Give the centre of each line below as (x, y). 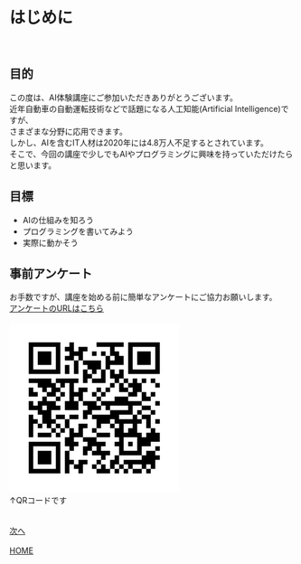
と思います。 (33, 165)
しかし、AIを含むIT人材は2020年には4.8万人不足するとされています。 (139, 142)
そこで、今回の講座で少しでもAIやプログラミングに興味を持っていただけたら (151, 154)
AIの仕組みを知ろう (58, 220)
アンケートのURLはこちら (56, 308)
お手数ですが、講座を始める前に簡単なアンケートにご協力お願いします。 (143, 297)
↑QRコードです (38, 501)
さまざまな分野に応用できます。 (69, 131)
